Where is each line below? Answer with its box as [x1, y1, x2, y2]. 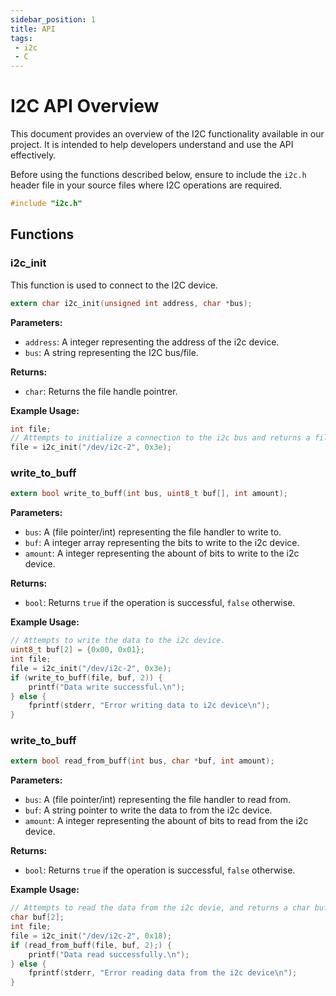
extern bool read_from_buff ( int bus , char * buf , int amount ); [10, 756, 275, 766]
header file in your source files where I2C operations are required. [10, 179, 283, 191]
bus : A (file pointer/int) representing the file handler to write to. [24, 526, 282, 538]
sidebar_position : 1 [10, 14, 97, 25]
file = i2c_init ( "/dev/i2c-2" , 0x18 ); [10, 931, 172, 941]
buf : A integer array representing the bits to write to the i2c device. [24, 537, 300, 549]
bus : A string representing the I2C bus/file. [24, 346, 199, 358]
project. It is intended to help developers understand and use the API [10, 139, 294, 151]
